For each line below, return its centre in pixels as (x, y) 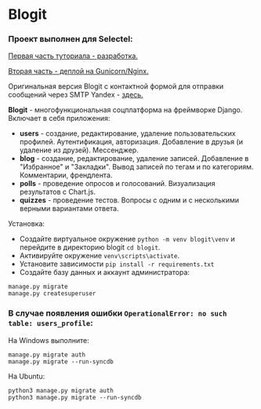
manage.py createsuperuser (52, 294)
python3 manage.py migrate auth (61, 390)
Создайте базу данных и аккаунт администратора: (105, 272)
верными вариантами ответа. (69, 209)
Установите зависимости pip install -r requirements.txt (117, 264)
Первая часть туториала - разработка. (73, 56)
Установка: (27, 224)
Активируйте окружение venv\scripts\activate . (100, 256)
